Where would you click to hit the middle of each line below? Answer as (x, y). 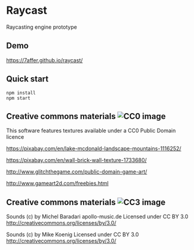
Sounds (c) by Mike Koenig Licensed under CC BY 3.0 (73, 234)
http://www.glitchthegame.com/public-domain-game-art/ (77, 172)
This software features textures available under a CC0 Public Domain (91, 131)
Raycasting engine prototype (42, 27)
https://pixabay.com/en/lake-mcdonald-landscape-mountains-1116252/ (94, 149)
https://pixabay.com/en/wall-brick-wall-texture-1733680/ (77, 160)
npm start (19, 98)
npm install (21, 93)
